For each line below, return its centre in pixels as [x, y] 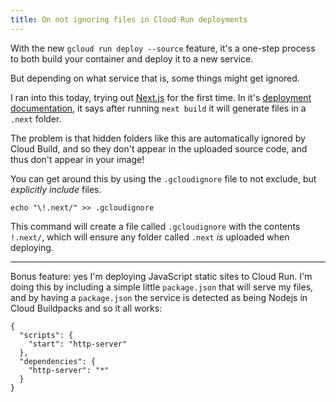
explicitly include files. [56, 189]
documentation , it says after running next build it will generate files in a [158, 108]
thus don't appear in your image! [77, 159]
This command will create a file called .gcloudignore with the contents [155, 226]
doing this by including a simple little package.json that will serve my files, [162, 287]
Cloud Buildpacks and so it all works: [86, 308]
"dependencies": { [58, 361]
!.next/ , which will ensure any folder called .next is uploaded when [150, 237]
